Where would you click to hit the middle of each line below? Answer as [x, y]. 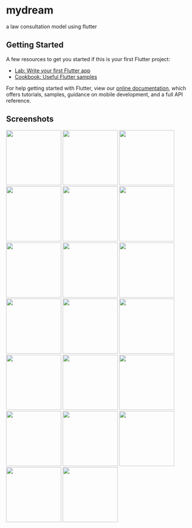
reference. [18, 100]
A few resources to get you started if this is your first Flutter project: [88, 59]
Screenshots [30, 119]
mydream [30, 10]
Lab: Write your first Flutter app [53, 70]
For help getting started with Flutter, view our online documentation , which [96, 88]
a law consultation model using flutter [52, 26]
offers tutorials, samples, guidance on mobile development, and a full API [95, 94]
